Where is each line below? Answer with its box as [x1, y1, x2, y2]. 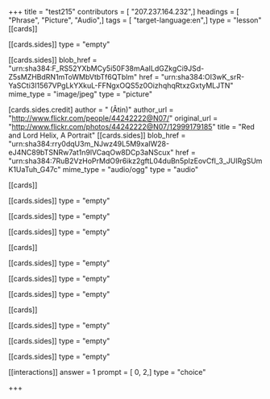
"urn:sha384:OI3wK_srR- [160, 72, 245, 81]
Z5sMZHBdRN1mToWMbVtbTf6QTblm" [8, 72, 138, 81]
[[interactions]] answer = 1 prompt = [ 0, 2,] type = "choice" [8, 368, 206, 376]
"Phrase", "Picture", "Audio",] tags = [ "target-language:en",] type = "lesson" [8, 15, 262, 25]
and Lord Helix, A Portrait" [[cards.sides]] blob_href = [8, 130, 186, 140]
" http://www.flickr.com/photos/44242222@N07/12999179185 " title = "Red [8, 122, 255, 131]
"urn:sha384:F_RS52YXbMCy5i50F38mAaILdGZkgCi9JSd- [8, 64, 205, 73]
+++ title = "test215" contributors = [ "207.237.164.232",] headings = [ [8, 7, 239, 16]
